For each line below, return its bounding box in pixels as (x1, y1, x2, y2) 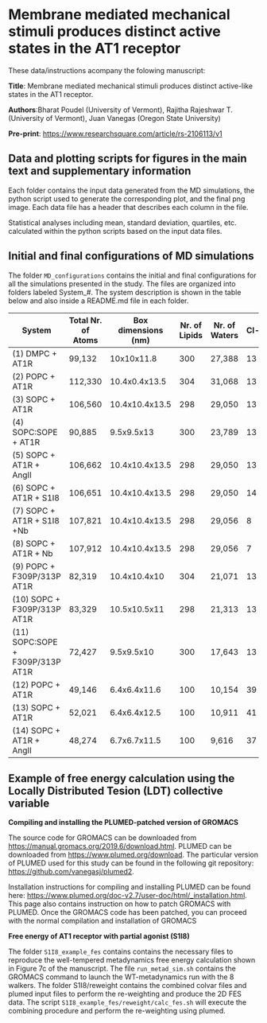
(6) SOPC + (12, 482, 56, 493)
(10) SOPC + (12, 593, 61, 605)
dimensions (118, 325, 164, 336)
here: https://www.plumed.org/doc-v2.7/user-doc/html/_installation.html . (8, 891, 248, 900)
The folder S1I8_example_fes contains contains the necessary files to (8, 947, 234, 956)
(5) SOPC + (12, 449, 56, 461)
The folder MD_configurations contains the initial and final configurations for (8, 270, 257, 280)
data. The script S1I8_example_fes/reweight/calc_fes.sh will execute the (8, 998, 247, 1007)
